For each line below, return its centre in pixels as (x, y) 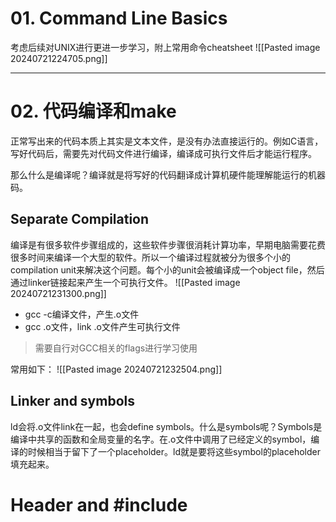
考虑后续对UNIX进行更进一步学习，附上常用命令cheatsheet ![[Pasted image (165, 47)
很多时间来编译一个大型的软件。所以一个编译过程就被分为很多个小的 (150, 257)
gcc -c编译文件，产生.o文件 (82, 314)
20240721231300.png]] (58, 293)
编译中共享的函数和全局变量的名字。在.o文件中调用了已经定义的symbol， (161, 439)
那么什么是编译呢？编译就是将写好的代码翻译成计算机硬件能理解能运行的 (159, 174)
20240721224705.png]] (59, 58)
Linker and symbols (72, 401)
